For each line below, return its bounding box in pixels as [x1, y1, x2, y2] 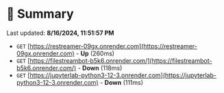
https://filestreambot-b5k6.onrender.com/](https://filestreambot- [29, 56, 212, 64]
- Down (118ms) [77, 64, 123, 72]
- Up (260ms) [75, 49, 114, 57]
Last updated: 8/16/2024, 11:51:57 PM [6, 29, 114, 37]
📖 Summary [6, 6, 74, 22]
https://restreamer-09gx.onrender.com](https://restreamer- [29, 42, 198, 50]
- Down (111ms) [99, 78, 144, 86]
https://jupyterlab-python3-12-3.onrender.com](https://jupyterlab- [29, 71, 217, 79]
